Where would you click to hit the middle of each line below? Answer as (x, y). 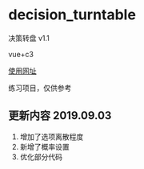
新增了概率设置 (44, 146)
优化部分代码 (41, 157)
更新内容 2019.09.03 (60, 115)
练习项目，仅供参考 (40, 88)
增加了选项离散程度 (52, 136)
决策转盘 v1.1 (29, 38)
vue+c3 (21, 54)
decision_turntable (72, 15)
